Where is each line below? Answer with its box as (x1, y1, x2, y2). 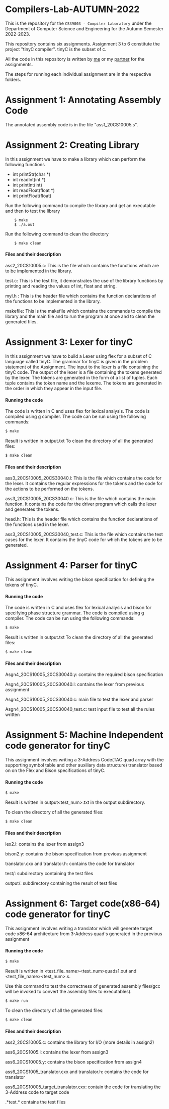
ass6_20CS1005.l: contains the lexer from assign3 (5, 1049, 109, 1055)
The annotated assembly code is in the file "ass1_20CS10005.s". (5, 121, 138, 127)
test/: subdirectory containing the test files (5, 871, 94, 877)
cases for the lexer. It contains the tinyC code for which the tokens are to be (5, 537, 162, 543)
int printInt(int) (12, 182, 43, 188)
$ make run (5, 998, 28, 1003)
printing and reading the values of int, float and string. (5, 283, 117, 289)
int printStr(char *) (12, 171, 51, 177)
